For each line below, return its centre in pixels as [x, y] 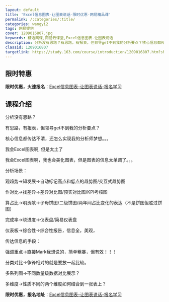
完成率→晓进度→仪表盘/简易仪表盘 [41, 220]
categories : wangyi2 [27, 24]
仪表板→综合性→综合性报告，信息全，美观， [51, 231]
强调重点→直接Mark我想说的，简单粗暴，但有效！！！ [61, 252]
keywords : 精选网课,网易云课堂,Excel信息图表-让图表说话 [59, 38]
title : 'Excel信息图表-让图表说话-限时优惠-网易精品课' [58, 15]
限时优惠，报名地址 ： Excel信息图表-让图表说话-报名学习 [64, 294]
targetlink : [18, 52]
